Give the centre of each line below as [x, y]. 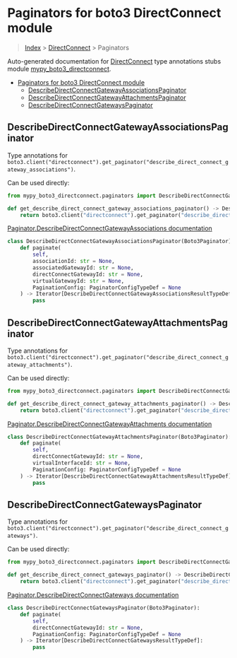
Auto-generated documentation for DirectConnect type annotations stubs [114, 61]
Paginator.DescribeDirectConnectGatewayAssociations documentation [110, 228]
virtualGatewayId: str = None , [79, 281]
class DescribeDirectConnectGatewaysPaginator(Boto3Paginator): [104, 608]
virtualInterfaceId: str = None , [82, 463]
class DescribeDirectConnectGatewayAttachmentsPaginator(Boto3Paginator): [120, 437]
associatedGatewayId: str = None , [83, 268]
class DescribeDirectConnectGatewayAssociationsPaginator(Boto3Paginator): [121, 242]
